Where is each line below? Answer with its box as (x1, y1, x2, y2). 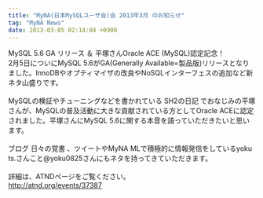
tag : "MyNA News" (8, 19, 65, 27)
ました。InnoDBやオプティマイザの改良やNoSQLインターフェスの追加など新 (8, 68, 254, 78)
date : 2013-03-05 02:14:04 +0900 (8, 26, 118, 34)
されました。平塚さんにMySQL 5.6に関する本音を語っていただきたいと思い (8, 115, 250, 126)
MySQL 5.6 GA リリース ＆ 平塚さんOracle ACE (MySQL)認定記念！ (8, 49, 225, 58)
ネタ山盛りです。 (8, 78, 63, 87)
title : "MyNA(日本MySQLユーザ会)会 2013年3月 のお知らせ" (8, 11, 185, 20)
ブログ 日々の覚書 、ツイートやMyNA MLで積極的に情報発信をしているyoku (8, 144, 253, 153)
